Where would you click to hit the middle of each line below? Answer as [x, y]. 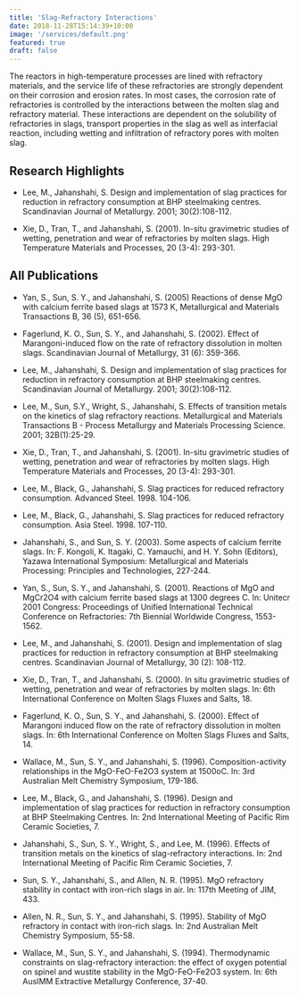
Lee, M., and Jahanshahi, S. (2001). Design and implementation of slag [152, 643]
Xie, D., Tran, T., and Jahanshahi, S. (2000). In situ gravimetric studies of [156, 679]
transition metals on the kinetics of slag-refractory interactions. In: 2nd [152, 853]
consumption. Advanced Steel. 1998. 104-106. [107, 498]
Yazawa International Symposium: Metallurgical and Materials [135, 561]
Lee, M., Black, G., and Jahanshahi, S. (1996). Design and [128, 797]
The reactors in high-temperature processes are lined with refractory [136, 76]
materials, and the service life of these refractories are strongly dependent [146, 86]
